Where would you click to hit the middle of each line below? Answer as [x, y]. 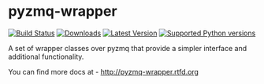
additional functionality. [46, 57]
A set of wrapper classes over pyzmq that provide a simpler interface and [128, 48]
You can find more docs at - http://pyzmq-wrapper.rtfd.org [104, 71]
